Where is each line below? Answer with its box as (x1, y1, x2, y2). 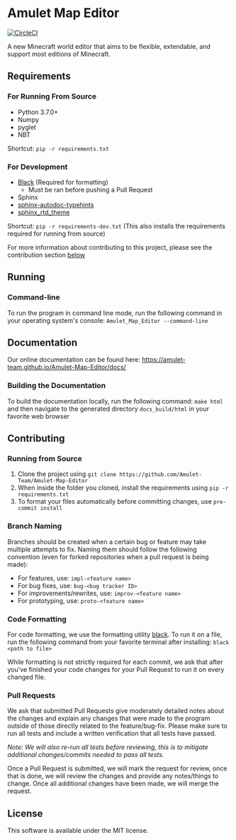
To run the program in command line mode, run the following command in (7, 309, 223, 317)
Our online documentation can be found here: (7, 355, 140, 364)
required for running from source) (7, 229, 106, 238)
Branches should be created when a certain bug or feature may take (7, 537, 207, 546)
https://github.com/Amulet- (119, 471, 202, 478)
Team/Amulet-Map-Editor (17, 477, 89, 485)
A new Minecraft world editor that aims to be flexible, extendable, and (7, 42, 211, 50)
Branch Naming (7, 521, 62, 531)
